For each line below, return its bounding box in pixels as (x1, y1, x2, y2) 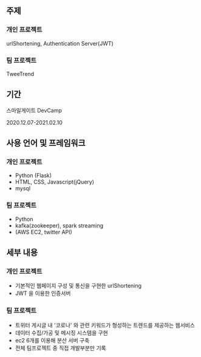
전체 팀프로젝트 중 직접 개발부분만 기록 (15, 344, 106, 352)
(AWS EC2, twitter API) (15, 228, 73, 235)
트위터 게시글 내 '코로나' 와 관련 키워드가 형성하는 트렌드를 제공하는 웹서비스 (15, 321, 196, 328)
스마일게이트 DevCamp (6, 106, 63, 114)
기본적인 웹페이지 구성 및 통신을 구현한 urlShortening (15, 282, 141, 289)
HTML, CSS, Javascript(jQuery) (15, 178, 95, 185)
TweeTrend (6, 70, 35, 77)
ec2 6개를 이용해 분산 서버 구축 (15, 336, 90, 344)
